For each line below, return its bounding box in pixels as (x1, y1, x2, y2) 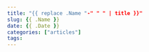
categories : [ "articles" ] (7, 28, 81, 36)
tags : (7, 35, 23, 42)
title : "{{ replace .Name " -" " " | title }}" (7, 9, 143, 17)
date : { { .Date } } (7, 22, 60, 29)
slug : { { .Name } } (7, 16, 60, 23)
